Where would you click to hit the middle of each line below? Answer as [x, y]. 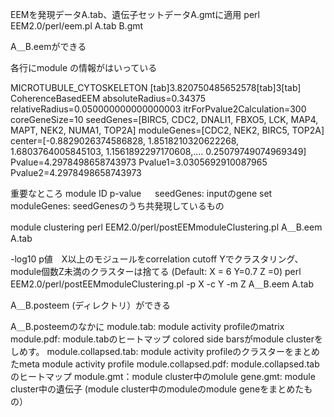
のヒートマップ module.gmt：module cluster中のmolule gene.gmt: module [163, 376]
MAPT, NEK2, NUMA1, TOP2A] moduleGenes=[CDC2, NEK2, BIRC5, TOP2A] [167, 130]
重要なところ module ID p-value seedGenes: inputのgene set [141, 193]
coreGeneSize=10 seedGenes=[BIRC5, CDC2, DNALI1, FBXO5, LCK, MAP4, [164, 119]
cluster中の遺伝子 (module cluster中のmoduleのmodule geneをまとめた [157, 389]
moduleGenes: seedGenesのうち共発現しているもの [117, 206]
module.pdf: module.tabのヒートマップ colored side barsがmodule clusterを [167, 339]
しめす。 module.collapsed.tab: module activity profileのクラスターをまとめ [165, 351]
